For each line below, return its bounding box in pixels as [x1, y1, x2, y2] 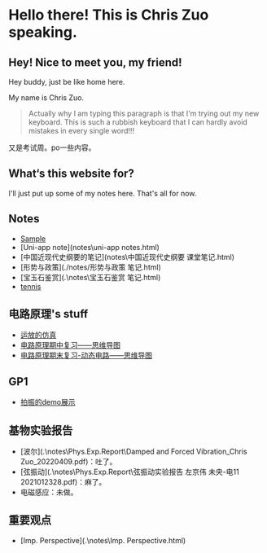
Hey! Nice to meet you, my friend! [8, 55, 182, 69]
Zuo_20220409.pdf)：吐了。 [20, 457, 117, 467]
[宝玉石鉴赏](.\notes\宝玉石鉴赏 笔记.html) [20, 272, 161, 282]
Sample [20, 234, 46, 244]
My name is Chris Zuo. [8, 93, 84, 103]
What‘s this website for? [8, 167, 134, 181]
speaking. [8, 23, 77, 42]
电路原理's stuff [8, 307, 89, 321]
